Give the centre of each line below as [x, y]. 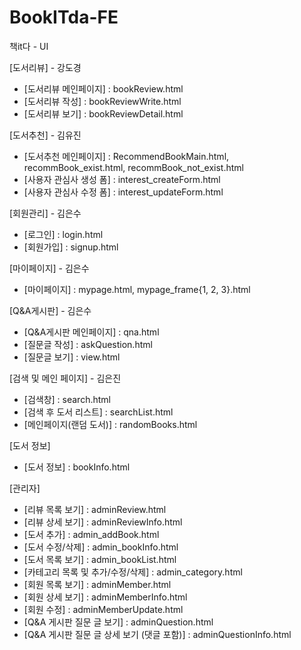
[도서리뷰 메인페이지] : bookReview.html [103, 88]
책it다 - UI [29, 46]
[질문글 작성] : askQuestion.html [88, 344]
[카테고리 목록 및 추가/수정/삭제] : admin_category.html [133, 572]
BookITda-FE [64, 17]
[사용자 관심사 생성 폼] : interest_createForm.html [122, 179]
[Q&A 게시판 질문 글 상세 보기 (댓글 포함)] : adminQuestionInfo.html [157, 634]
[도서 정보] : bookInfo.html [77, 467]
